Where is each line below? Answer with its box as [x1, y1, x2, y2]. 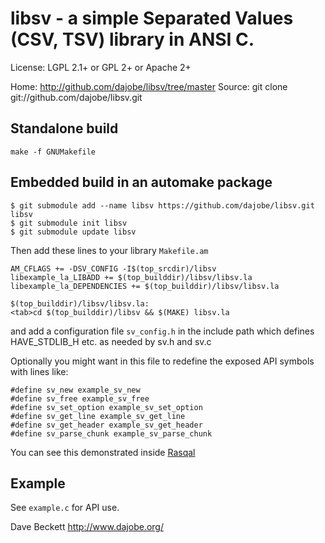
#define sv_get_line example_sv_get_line [10, 411, 186, 421]
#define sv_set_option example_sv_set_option [10, 402, 203, 412]
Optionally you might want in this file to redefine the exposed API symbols [10, 355, 315, 367]
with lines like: [10, 365, 69, 377]
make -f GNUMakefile [10, 147, 97, 157]
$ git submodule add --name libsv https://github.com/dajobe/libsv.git [10, 200, 315, 211]
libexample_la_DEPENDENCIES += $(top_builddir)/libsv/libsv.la [10, 281, 280, 291]
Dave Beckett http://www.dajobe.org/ [10, 521, 164, 533]
